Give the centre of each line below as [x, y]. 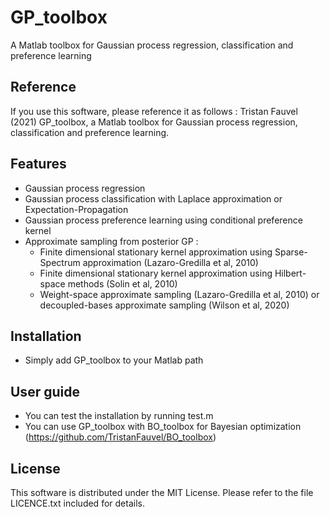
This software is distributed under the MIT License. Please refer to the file [162, 492]
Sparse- [291, 252]
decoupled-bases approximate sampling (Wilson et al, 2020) [164, 305]
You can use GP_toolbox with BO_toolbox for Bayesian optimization [163, 427]
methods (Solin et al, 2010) [122, 283]
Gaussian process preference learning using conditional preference [163, 220]
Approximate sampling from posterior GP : [111, 241]
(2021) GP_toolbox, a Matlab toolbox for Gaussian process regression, [154, 122]
